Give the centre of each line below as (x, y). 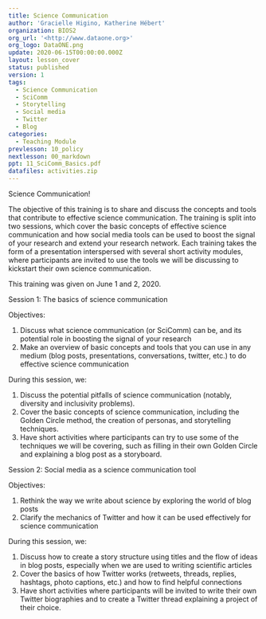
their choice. (40, 607)
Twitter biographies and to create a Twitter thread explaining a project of (139, 599)
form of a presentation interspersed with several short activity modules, (126, 251)
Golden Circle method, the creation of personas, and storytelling (125, 420)
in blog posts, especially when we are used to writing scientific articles (136, 565)
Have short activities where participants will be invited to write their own (138, 591)
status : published (39, 68)
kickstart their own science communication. (80, 268)
